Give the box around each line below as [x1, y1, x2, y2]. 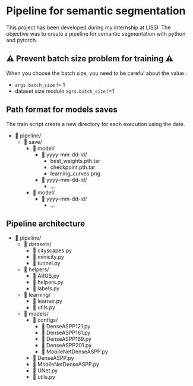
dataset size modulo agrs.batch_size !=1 [14, 87, 115, 95]
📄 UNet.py [32, 367, 58, 374]
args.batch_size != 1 [14, 81, 65, 88]
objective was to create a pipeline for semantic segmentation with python [6, 30, 186, 37]
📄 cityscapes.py [32, 247, 72, 254]
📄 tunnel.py [32, 260, 61, 267]
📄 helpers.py [32, 278, 64, 286]
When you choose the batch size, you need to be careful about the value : [6, 70, 187, 77]
